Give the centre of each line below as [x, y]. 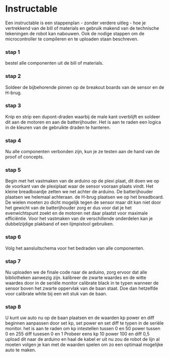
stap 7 [13, 261]
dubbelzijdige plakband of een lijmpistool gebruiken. [60, 224]
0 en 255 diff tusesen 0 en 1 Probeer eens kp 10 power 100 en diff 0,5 [77, 334]
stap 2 [13, 76]
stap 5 [13, 170]
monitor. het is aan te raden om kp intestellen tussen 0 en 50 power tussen [83, 329]
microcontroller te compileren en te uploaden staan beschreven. [72, 39]
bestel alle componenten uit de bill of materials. [54, 63]
